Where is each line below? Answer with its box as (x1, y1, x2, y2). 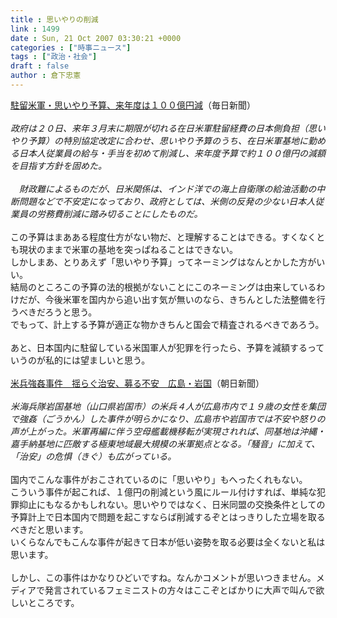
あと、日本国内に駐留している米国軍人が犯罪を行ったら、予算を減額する (10, 341, 308, 353)
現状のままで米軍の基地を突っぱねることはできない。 (18, 243, 238, 255)
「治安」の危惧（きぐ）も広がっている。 (10, 450, 177, 462)
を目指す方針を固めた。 (10, 159, 107, 171)
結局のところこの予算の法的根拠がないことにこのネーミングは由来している (10, 281, 317, 293)
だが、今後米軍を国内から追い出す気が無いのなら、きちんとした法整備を (18, 293, 317, 305)
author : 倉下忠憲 (10, 71, 82, 81)
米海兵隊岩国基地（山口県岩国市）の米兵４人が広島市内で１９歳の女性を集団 (10, 400, 326, 412)
